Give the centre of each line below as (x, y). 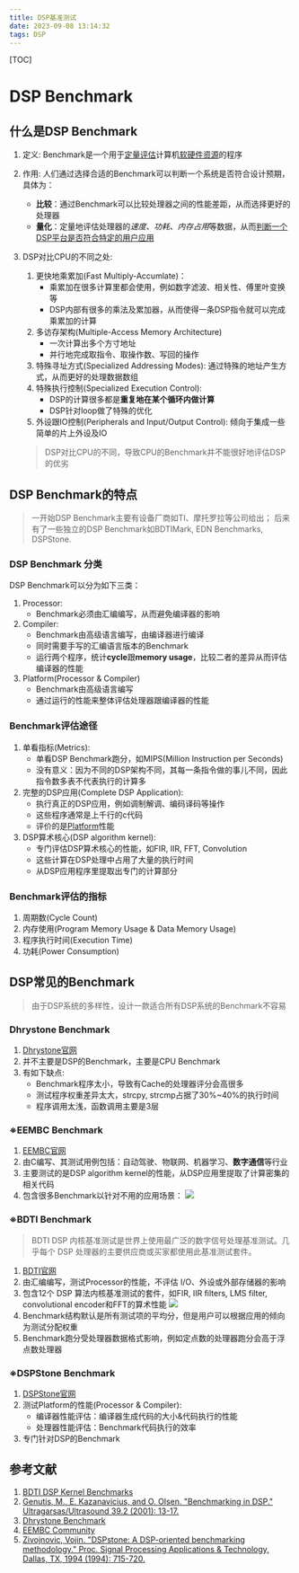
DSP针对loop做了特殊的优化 (101, 411)
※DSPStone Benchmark (62, 1373)
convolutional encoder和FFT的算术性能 (95, 1304)
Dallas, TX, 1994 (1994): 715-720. (84, 1559)
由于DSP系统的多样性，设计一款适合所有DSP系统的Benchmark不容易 (159, 1005)
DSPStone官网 (49, 1394)
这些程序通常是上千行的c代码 (89, 815)
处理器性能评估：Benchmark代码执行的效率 (116, 1427)
